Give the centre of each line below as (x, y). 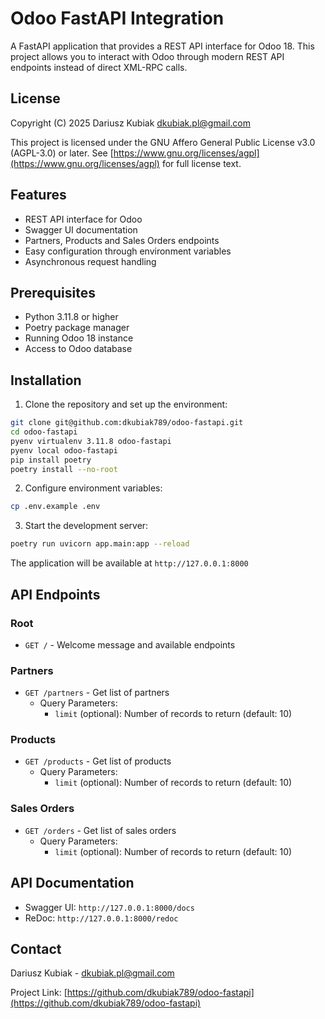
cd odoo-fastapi (44, 432)
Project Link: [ (39, 993)
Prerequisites (53, 292)
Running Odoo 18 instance (79, 338)
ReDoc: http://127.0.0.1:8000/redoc (101, 918)
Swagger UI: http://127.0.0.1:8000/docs (109, 907)
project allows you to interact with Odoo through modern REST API (147, 56)
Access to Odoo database (78, 349)
